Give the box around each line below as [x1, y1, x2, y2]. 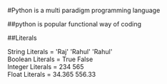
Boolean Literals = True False [7, 55, 93, 63]
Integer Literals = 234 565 [7, 63, 84, 70]
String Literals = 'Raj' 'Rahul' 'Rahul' [7, 48, 113, 56]
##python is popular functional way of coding [7, 20, 141, 28]
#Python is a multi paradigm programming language [7, 6, 161, 14]
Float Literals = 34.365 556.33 [7, 70, 96, 78]
